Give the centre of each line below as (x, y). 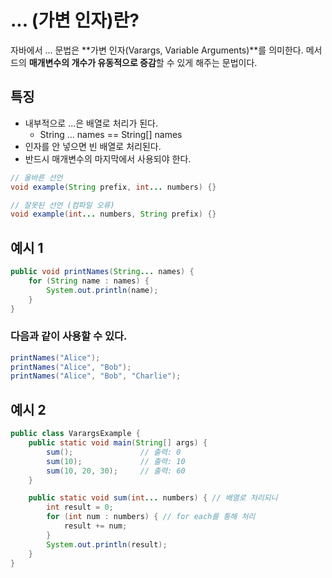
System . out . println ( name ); (102, 290)
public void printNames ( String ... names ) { (102, 272)
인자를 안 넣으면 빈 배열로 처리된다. (93, 146)
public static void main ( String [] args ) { (118, 443)
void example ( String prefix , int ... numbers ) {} (113, 187)
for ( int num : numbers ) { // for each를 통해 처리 (151, 517)
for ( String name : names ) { (89, 281)
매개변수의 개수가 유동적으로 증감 (92, 62)
